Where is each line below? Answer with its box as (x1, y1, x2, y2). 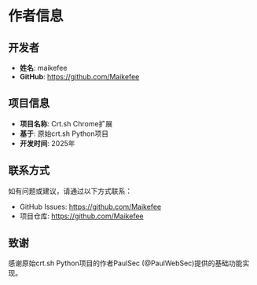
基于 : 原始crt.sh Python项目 (19, 129, 109, 138)
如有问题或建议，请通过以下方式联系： (8, 186, 132, 195)
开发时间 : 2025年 (19, 138, 75, 148)
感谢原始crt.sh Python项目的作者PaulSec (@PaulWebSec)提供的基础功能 (8, 258, 243, 268)
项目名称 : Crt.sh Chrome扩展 (19, 119, 113, 128)
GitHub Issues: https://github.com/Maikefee (19, 202, 162, 211)
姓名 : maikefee (19, 64, 68, 72)
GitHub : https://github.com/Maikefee (19, 72, 140, 81)
